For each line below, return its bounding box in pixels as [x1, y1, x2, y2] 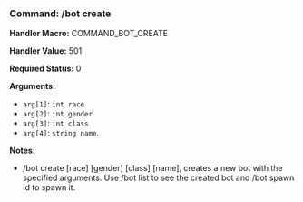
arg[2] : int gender [22, 108, 93, 119]
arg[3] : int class [22, 117, 89, 129]
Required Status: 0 [9, 63, 82, 75]
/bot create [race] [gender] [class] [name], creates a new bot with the [22, 163, 283, 174]
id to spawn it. [22, 182, 76, 193]
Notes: [9, 145, 36, 157]
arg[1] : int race [22, 98, 85, 109]
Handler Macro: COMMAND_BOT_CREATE [9, 28, 169, 39]
